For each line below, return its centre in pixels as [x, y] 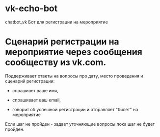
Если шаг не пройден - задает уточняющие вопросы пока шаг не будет [80, 124]
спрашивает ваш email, [37, 100]
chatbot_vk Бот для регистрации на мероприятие [56, 22]
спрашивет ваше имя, [35, 90]
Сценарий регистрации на [62, 42]
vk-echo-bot [31, 9]
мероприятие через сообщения [74, 52]
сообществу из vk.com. [56, 63]
